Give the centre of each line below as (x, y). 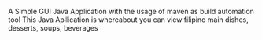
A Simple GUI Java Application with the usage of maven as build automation (131, 11)
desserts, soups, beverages (53, 28)
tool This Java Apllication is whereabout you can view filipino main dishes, (129, 20)
